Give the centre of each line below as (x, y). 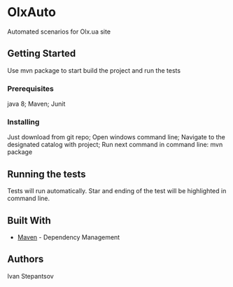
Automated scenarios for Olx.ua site (59, 31)
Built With (29, 220)
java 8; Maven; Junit (36, 104)
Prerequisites (30, 88)
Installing (23, 122)
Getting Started (42, 54)
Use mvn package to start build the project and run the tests (94, 70)
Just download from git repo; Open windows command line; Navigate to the (116, 137)
